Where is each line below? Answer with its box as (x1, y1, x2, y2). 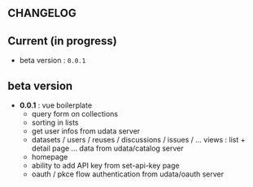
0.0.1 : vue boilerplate (19, 100, 93, 110)
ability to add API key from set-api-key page (31, 161, 180, 171)
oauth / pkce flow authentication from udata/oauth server (31, 169, 225, 179)
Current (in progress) (7, 34, 117, 48)
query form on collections (31, 109, 119, 119)
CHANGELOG (7, 6, 76, 20)
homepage (31, 152, 68, 162)
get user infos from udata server (31, 126, 141, 136)
